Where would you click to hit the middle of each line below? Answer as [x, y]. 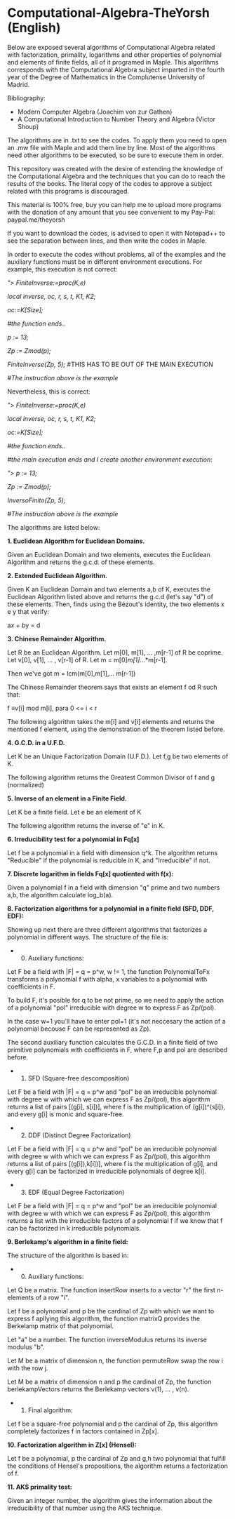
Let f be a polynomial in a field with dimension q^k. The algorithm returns [113, 852]
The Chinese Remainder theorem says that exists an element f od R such [112, 687]
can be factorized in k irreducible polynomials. [74, 1228]
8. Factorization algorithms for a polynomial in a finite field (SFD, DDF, [110, 908]
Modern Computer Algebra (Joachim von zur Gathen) [95, 112]
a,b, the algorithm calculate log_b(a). [60, 895]
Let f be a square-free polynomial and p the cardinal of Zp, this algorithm [113, 1424]
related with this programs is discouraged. [68, 191]
